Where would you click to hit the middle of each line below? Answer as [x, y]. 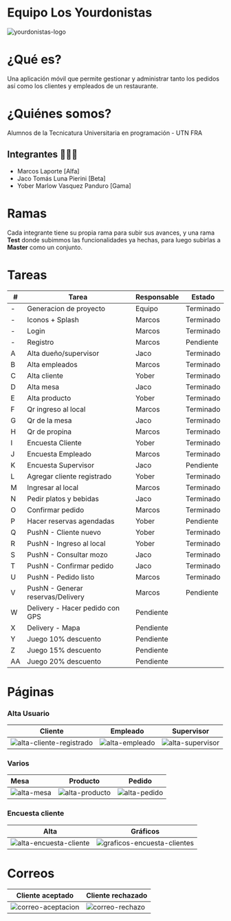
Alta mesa [43, 387]
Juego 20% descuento [64, 661]
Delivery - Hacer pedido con [74, 608]
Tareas [27, 275]
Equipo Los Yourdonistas [80, 13]
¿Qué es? [34, 60]
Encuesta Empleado [59, 454]
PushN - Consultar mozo [67, 554]
